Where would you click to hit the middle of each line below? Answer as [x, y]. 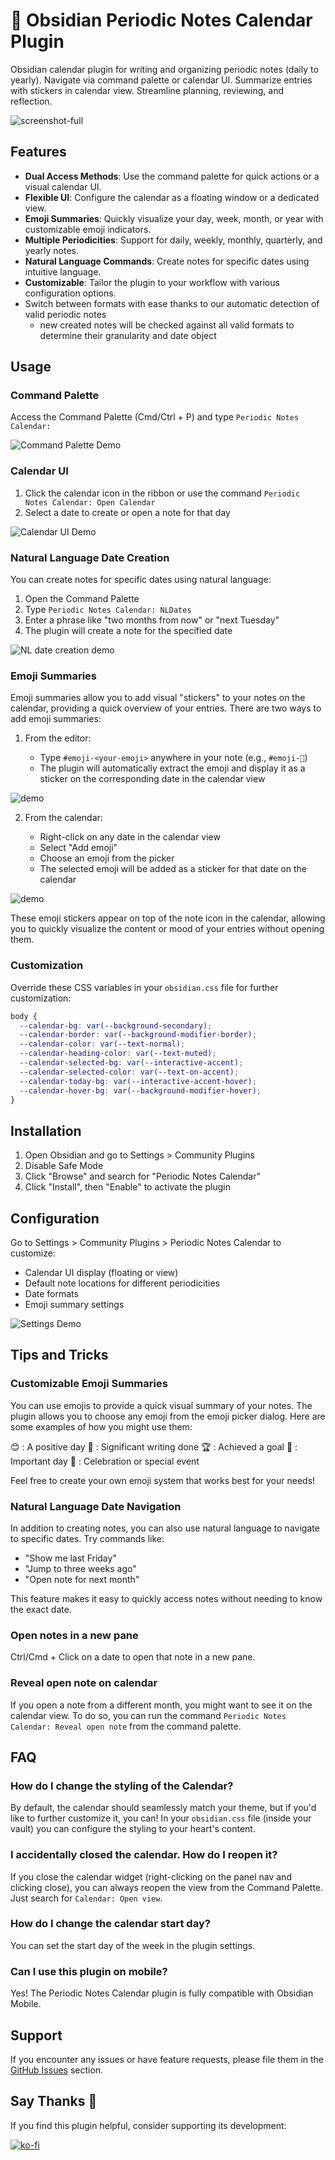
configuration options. [70, 293]
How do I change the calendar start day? [110, 1924]
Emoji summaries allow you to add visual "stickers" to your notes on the [158, 698]
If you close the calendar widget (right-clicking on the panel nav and [151, 1876]
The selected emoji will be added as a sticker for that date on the [173, 869]
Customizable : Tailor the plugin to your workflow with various [152, 282]
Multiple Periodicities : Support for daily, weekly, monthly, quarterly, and [173, 240]
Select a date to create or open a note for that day [127, 512]
